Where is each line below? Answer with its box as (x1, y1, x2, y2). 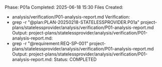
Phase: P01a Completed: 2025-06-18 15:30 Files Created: (5, 4, 123, 10)
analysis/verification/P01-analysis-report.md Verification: (12, 14, 130, 19)
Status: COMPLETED (54, 56, 97, 62)
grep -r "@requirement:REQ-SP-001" (12, 40, 88, 46)
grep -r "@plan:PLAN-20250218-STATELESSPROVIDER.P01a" (12, 19, 140, 25)
